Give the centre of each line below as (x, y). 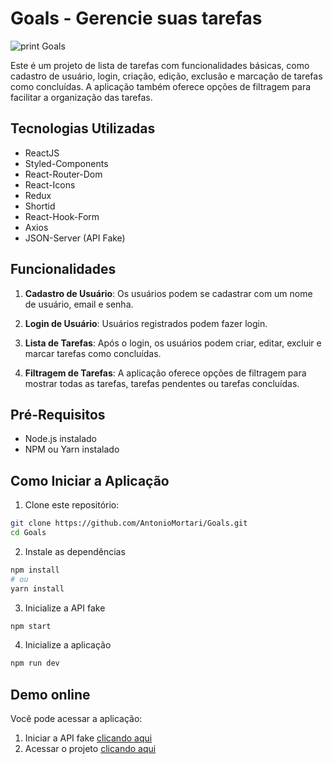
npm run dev (35, 663)
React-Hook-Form (62, 216)
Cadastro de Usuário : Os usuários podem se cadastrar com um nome (168, 293)
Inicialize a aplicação (68, 645)
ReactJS (42, 153)
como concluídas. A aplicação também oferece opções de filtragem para (161, 86)
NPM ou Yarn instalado (72, 449)
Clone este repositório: (72, 505)
